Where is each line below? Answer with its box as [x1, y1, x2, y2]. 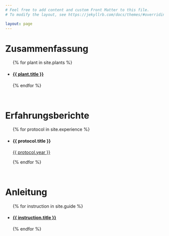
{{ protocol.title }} [12, 138, 51, 144]
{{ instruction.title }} [12, 215, 56, 221]
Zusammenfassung [5, 43, 89, 54]
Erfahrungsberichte [5, 109, 90, 121]
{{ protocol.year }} [12, 149, 51, 155]
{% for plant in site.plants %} [12, 60, 73, 66]
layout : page [5, 21, 33, 26]
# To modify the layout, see [5, 12, 66, 17]
